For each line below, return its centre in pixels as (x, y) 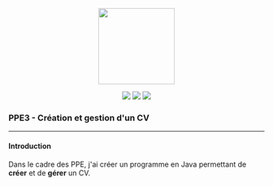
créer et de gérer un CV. (50, 173)
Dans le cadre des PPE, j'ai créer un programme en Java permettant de (128, 164)
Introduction (30, 145)
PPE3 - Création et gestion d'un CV (79, 118)
